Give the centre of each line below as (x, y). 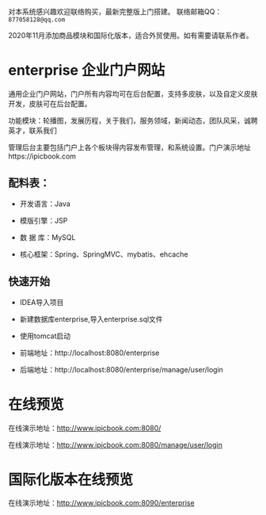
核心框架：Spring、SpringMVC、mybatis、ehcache (104, 254)
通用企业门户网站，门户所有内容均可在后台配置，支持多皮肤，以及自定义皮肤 (133, 93)
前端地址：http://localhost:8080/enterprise (89, 353)
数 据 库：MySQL (47, 237)
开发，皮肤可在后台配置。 (50, 103)
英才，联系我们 (32, 130)
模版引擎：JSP (44, 220)
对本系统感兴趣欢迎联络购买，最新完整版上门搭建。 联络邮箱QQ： (115, 11)
